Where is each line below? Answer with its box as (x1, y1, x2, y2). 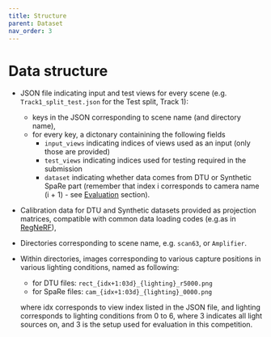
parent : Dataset (8, 19, 63, 27)
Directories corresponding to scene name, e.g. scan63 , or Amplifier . (19, 238, 248, 248)
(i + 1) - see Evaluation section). (44, 190, 150, 200)
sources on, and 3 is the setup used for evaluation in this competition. (19, 320, 253, 330)
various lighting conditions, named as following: (19, 263, 180, 272)
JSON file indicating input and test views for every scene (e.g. (19, 88, 227, 98)
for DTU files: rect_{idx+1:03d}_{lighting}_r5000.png (32, 278, 213, 288)
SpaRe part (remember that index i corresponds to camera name (44, 181, 260, 191)
